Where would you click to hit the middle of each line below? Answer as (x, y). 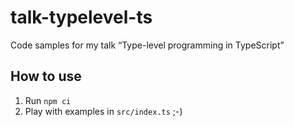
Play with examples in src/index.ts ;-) (103, 111)
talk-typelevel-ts (81, 17)
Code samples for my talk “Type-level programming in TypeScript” (147, 45)
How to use (46, 76)
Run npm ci (48, 100)
